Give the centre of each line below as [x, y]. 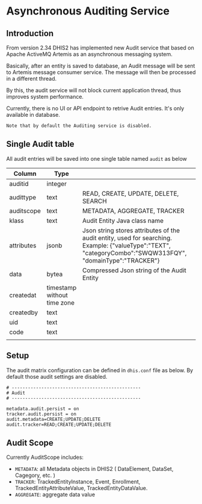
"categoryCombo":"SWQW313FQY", [134, 253]
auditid [19, 184]
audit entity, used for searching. [127, 238]
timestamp [62, 287]
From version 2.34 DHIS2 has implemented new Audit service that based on [100, 48]
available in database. [33, 115]
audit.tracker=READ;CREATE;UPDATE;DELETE [59, 425]
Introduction [30, 33]
